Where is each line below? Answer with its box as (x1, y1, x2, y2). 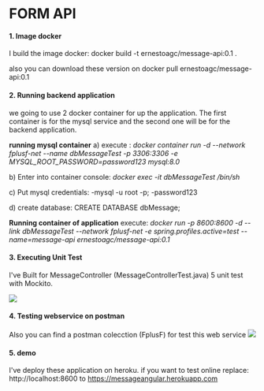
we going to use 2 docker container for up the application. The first (9, 108, 227, 117)
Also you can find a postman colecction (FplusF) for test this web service (9, 330, 247, 339)
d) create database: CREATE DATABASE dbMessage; (9, 203, 180, 212)
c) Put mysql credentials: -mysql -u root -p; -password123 (9, 187, 198, 197)
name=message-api (9, 234, 76, 244)
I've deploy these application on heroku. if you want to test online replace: (9, 366, 249, 375)
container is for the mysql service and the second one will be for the (9, 116, 231, 126)
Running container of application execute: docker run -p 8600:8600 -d (9, 218, 243, 227)
